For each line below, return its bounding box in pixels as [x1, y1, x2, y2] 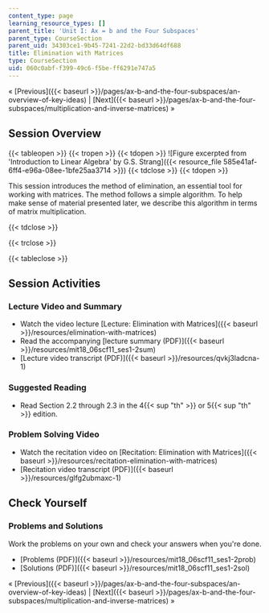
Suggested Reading [8, 382, 87, 393]
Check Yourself [8, 496, 88, 510]
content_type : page [8, 11, 74, 20]
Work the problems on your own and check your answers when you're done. [8, 539, 262, 549]
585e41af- [223, 156, 258, 166]
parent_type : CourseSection [8, 34, 103, 43]
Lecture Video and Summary [8, 300, 123, 312]
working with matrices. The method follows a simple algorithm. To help [8, 189, 243, 199]
